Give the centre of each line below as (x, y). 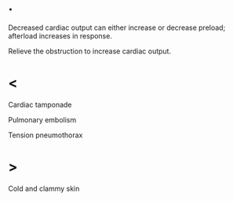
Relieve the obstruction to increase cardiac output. (89, 51)
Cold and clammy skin (44, 188)
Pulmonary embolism (42, 119)
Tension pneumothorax (46, 135)
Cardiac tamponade (40, 104)
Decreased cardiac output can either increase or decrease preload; (117, 27)
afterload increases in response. (60, 35)
